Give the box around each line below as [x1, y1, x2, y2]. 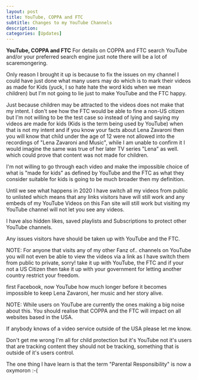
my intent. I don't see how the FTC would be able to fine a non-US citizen [6, 108, 185, 115]
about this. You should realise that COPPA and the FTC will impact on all [6, 307, 181, 314]
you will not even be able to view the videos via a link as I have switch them [6, 253, 190, 260]
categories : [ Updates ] [6, 31, 62, 37]
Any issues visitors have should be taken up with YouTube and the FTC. [6, 235, 180, 243]
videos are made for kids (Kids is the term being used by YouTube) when [6, 120, 183, 127]
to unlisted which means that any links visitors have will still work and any [6, 194, 185, 201]
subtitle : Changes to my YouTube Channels [6, 20, 112, 25]
